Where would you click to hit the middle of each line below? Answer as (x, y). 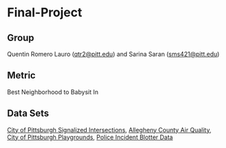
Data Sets (28, 114)
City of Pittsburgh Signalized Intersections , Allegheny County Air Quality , (109, 130)
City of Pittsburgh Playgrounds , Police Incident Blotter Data (90, 137)
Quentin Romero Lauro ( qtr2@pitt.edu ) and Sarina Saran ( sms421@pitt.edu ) (113, 54)
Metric (22, 75)
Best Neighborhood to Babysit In (53, 92)
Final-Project (45, 13)
